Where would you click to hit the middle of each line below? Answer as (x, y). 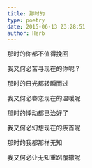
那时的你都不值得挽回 (38, 54)
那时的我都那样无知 (35, 143)
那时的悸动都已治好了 (38, 113)
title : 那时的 (26, 14)
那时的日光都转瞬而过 (38, 84)
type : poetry (26, 20)
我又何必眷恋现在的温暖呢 (44, 98)
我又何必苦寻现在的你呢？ (44, 69)
